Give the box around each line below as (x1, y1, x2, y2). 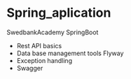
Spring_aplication (6, 5, 111, 21)
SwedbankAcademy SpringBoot (6, 28, 99, 36)
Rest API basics (16, 41, 62, 50)
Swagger (16, 64, 43, 72)
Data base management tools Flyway (16, 49, 124, 57)
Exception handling (16, 56, 73, 64)
